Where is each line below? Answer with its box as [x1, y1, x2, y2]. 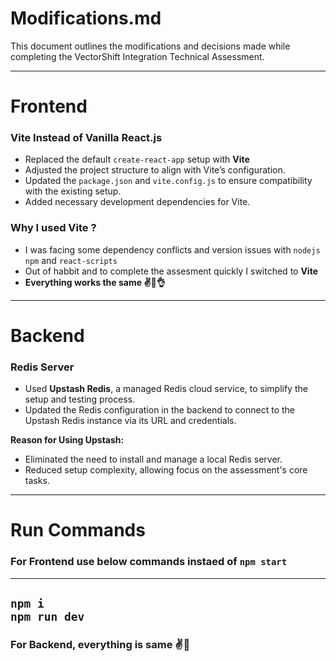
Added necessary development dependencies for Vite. [24, 196, 251, 208]
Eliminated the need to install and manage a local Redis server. [24, 453, 283, 466]
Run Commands [10, 519, 146, 542]
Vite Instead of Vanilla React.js [10, 131, 163, 145]
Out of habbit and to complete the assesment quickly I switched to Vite [24, 265, 318, 277]
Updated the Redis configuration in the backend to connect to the [24, 404, 295, 416]
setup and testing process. [24, 393, 136, 406]
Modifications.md [10, 7, 162, 30]
